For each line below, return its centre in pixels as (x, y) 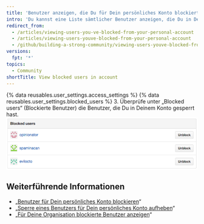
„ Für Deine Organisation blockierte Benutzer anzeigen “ (83, 214)
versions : (19, 52)
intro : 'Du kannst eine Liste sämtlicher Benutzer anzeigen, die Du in (99, 19)
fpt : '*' (23, 58)
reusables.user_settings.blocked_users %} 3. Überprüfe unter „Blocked (95, 102)
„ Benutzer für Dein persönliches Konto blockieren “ (78, 201)
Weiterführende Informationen (66, 187)
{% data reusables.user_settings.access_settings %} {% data (83, 95)
